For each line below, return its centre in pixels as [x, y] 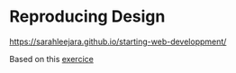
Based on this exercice [52, 59]
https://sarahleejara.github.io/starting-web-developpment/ [118, 41]
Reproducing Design [87, 17]
